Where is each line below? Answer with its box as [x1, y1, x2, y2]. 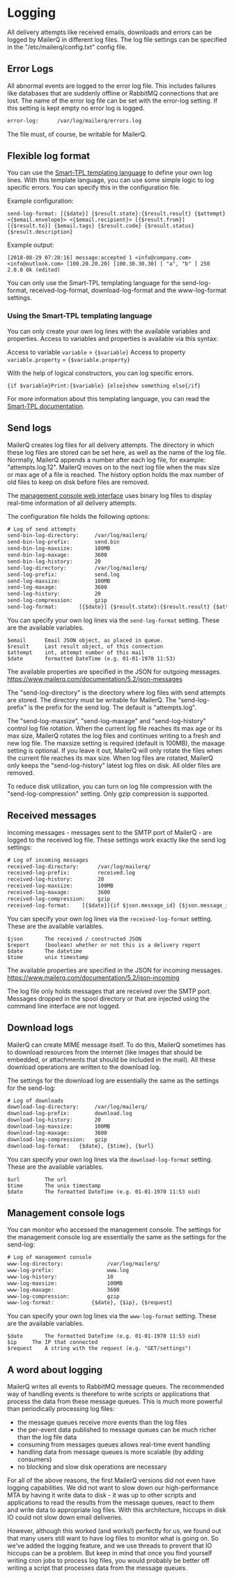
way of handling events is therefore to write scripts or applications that [7, 1390, 210, 1398]
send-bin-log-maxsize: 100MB [7, 545, 111, 552]
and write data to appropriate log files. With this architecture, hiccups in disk [7, 1506, 226, 1514]
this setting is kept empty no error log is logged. [7, 103, 145, 112]
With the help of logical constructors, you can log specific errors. [7, 368, 194, 377]
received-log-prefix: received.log [7, 870, 136, 877]
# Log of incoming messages [7, 856, 89, 863]
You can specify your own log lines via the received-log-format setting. [7, 914, 212, 923]
